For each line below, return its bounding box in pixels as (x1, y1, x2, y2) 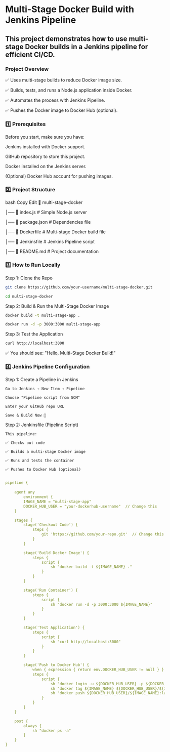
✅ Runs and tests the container (5, 458, 74, 464)
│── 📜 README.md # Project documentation (5, 248, 99, 255)
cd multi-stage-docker (5, 294, 53, 299)
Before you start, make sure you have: (5, 134, 85, 140)
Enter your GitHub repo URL (5, 404, 65, 409)
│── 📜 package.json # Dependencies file (5, 219, 91, 225)
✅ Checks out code (5, 440, 45, 446)
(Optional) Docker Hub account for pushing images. (5, 173, 113, 179)
